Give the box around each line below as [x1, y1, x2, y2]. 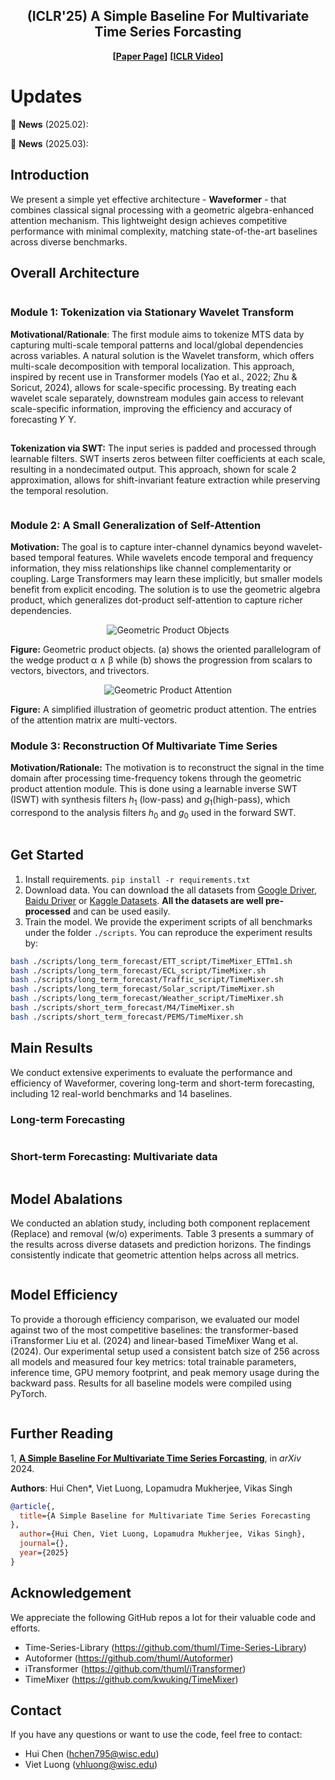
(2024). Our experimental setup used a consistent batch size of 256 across [10, 1345, 320, 1357]
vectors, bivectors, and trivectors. [10, 664, 150, 676]
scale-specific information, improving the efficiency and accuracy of [10, 402, 293, 414]
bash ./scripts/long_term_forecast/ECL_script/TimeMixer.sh [10, 965, 267, 976]
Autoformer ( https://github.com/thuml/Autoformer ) [24, 1652, 234, 1664]
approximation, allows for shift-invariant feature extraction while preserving [10, 474, 321, 486]
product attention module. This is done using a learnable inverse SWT [10, 783, 298, 795]
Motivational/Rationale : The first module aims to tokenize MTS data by [10, 328, 305, 340]
